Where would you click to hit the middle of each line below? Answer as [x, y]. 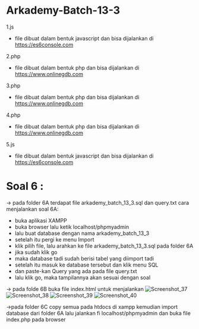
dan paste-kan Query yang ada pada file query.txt [76, 271]
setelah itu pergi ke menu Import [54, 239]
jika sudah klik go [36, 252]
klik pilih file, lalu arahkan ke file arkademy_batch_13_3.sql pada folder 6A [104, 246]
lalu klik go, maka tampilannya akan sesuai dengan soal [83, 277]
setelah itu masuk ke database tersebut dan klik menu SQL [86, 265]
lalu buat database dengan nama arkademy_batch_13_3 [82, 233]
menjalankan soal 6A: [32, 209]
